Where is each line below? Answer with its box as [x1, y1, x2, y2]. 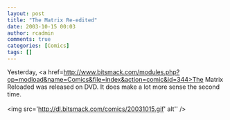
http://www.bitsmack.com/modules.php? [63, 67, 180, 76]
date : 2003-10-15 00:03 [7, 23, 76, 30]
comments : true [7, 36, 51, 43]
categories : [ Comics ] [7, 42, 70, 49]
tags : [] [7, 49, 33, 56]
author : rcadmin [7, 29, 54, 37]
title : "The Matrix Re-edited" [7, 17, 98, 24]
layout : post [7, 10, 45, 17]
